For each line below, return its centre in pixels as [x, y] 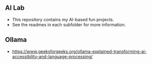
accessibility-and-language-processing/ [52, 56]
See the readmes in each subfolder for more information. [69, 25]
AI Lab [15, 8]
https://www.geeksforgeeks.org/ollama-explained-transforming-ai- [79, 51]
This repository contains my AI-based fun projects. [63, 19]
